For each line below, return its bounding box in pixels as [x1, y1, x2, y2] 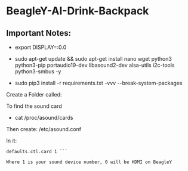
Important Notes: [6, 28, 72, 38]
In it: [6, 137, 17, 144]
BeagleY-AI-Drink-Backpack [6, 4, 149, 18]
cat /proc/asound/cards [14, 114, 73, 121]
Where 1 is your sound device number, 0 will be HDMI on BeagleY [6, 159, 172, 165]
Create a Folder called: [6, 91, 62, 98]
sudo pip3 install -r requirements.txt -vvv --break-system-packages [14, 79, 183, 86]
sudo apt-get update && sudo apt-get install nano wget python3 [14, 55, 172, 62]
